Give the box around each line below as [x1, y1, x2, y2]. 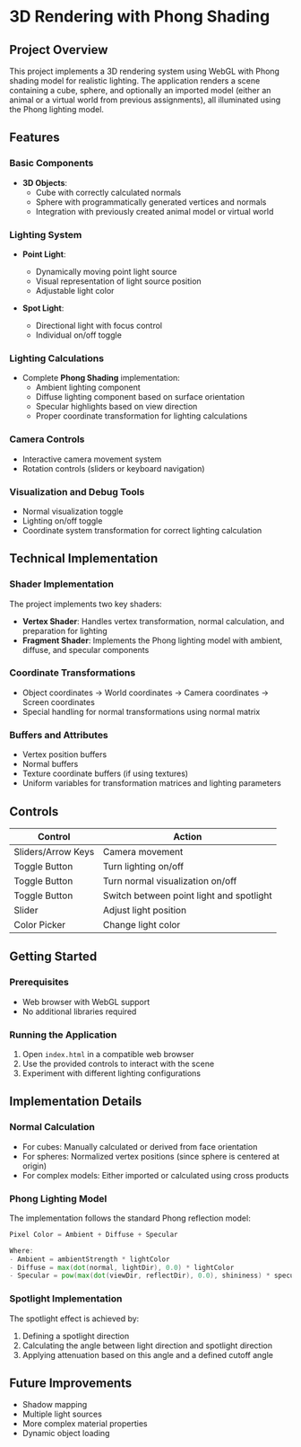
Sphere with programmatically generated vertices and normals [35, 196, 267, 207]
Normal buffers [21, 759, 79, 770]
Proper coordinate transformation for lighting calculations [35, 410, 248, 421]
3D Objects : [21, 177, 68, 188]
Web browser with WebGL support [21, 996, 150, 1007]
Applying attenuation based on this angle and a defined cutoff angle [21, 1349, 273, 1360]
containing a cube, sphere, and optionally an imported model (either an [9, 85, 271, 95]
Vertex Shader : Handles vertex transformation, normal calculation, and [21, 615, 285, 626]
